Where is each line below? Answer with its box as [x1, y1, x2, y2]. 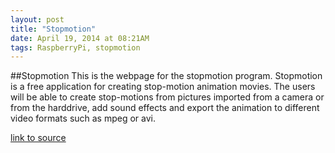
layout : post [10, 14, 65, 25]
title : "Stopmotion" [10, 24, 97, 34]
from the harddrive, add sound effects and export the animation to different [10, 102, 320, 114]
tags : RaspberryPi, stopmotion [10, 42, 141, 53]
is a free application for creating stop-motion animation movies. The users [10, 81, 316, 93]
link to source [10, 132, 67, 144]
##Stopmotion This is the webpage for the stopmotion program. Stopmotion [10, 70, 323, 82]
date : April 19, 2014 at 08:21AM [10, 33, 150, 43]
